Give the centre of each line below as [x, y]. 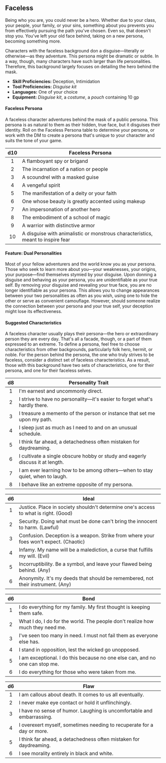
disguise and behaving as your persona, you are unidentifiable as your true [81, 280]
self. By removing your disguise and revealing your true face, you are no [78, 285]
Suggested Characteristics [33, 323]
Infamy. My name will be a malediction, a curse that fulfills [86, 550]
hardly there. [34, 406]
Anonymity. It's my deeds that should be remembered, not [86, 578]
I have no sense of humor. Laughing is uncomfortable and [86, 711]
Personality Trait [88, 383]
